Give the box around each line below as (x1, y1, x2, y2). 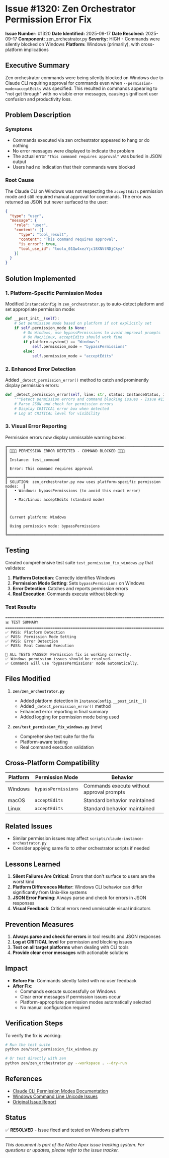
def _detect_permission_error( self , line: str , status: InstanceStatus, (5, 392, 161, 397)
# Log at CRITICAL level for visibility (14, 411, 100, 416)
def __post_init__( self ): (5, 316, 59, 321)
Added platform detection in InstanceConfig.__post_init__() (20, 698, 147, 704)
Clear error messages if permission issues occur (20, 993, 121, 999)
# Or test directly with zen (5, 1056, 66, 1061)
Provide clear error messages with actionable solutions (12, 950, 129, 956)
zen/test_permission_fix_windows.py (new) (12, 723, 103, 729)
